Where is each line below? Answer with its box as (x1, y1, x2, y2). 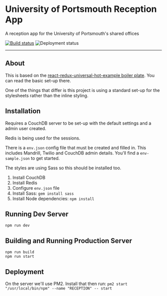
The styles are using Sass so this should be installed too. (5, 165, 122, 171)
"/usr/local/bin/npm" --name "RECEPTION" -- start (5, 286, 112, 291)
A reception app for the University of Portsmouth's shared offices (5, 30, 139, 36)
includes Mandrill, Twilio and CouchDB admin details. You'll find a (5, 150, 139, 156)
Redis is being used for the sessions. (5, 135, 81, 141)
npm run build (5, 250, 35, 255)
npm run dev (5, 223, 30, 228)
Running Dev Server (5, 210, 69, 218)
